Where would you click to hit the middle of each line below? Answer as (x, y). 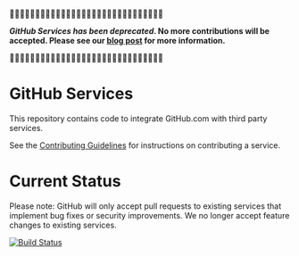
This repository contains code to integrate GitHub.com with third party (138, 118)
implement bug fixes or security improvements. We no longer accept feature (149, 215)
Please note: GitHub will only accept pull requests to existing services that (145, 206)
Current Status (65, 182)
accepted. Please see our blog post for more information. (117, 41)
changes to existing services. (63, 225)
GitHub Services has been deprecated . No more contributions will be (140, 31)
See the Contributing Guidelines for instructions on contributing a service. (145, 145)
